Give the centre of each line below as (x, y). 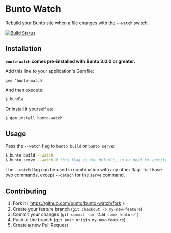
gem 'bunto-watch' (25, 80)
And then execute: (24, 90)
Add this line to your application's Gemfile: (50, 71)
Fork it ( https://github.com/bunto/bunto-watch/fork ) (68, 203)
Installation (23, 49)
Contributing (26, 191)
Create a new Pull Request (40, 225)
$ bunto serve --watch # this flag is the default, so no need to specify (86, 160)
